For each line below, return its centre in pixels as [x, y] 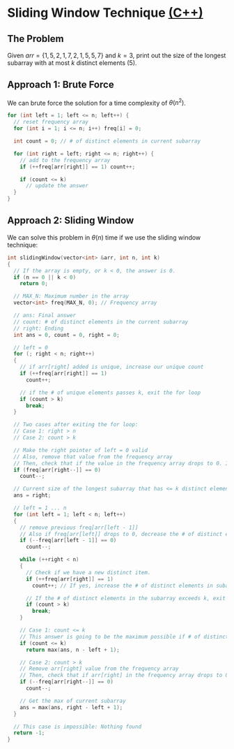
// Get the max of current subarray [73, 701]
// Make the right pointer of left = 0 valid [81, 450]
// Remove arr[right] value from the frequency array [99, 669]
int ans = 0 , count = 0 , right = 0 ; [67, 335]
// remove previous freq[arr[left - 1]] [79, 528]
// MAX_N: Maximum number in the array [71, 296]
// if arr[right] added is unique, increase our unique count [112, 367]
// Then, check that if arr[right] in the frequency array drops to [121, 676]
